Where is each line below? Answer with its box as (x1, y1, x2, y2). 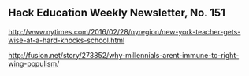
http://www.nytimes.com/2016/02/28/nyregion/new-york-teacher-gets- (8, 27, 241, 36)
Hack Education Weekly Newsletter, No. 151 (8, 6, 226, 20)
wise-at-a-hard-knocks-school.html (8, 35, 125, 45)
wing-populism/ (8, 59, 60, 68)
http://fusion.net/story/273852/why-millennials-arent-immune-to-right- (8, 50, 240, 60)
